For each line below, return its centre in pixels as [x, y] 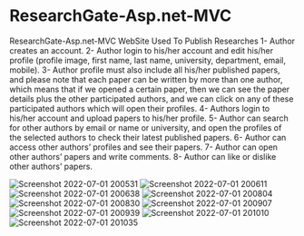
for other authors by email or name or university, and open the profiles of [146, 127]
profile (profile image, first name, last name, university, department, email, [147, 60]
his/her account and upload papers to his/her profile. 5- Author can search [149, 118]
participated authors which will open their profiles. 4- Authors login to [140, 108]
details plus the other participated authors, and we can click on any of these [152, 98]
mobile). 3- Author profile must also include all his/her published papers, [145, 70]
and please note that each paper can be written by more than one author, [146, 79]
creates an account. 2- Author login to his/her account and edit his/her [142, 50]
